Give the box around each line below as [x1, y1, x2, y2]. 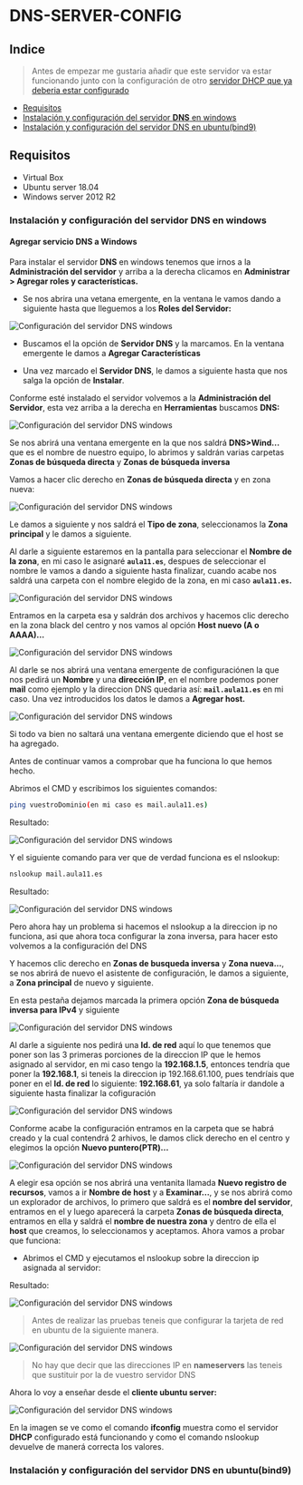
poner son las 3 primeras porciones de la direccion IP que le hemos [9, 1049, 261, 1060]
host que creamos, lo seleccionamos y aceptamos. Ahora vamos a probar [9, 1225, 285, 1236]
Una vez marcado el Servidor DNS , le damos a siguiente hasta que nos [22, 364, 288, 376]
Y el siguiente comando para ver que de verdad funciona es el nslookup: [9, 851, 280, 862]
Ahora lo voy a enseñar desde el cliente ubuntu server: [9, 1386, 217, 1397]
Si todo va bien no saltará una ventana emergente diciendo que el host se [9, 728, 284, 739]
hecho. [9, 765, 36, 776]
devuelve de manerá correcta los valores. [9, 1441, 165, 1451]
